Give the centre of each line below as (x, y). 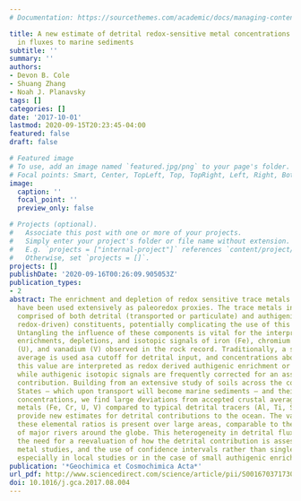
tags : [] (26, 100)
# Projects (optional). (54, 225)
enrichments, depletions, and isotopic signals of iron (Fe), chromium (154, 341)
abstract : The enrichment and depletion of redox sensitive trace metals (150, 299)
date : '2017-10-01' (46, 117)
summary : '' (31, 59)
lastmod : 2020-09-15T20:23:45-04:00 (77, 125)
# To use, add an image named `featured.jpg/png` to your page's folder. (150, 167)
